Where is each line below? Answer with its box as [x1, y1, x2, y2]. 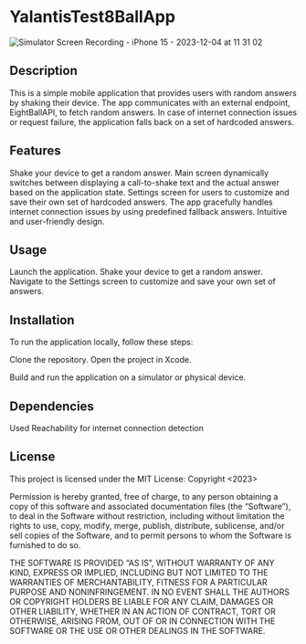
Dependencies [9, 398, 94, 414]
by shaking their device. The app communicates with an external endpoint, [9, 97, 290, 108]
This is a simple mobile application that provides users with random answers [9, 87, 297, 98]
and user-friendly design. [9, 216, 105, 227]
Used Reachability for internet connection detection [9, 423, 204, 433]
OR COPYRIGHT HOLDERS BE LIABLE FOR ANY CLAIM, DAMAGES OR [9, 596, 274, 607]
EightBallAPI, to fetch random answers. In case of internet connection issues [9, 107, 298, 118]
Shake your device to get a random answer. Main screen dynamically [9, 167, 269, 178]
